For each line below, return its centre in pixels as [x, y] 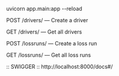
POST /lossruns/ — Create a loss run [52, 43]
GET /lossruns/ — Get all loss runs [49, 55]
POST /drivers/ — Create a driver [47, 20]
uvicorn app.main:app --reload [44, 9]
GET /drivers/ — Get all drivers [44, 32]
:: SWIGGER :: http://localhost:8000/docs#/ [59, 66]
